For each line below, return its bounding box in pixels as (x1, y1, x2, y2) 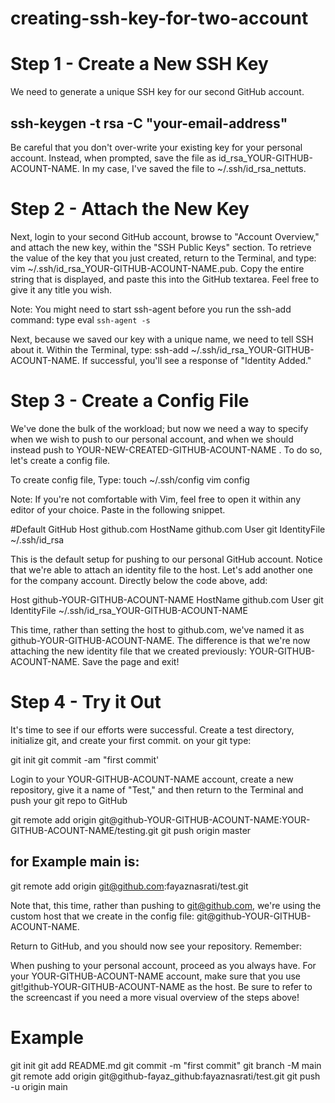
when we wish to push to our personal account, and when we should (10, 433, 294, 445)
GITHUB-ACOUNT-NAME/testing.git (10, 824, 159, 836)
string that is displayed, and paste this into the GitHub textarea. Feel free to (10, 273, 320, 285)
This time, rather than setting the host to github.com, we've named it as (10, 623, 305, 636)
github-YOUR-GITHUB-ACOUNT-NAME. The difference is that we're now (10, 634, 311, 646)
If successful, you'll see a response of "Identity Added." (81, 354, 312, 366)
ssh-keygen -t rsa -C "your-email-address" (10, 115, 288, 132)
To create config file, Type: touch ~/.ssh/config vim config (10, 473, 250, 486)
